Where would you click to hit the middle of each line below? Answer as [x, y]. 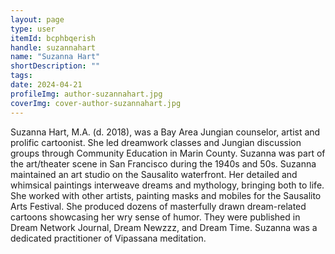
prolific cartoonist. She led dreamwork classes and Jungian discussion [156, 142]
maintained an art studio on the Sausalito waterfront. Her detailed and [154, 174]
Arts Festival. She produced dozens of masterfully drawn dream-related [158, 206]
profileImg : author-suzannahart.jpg [86, 94]
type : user [33, 29]
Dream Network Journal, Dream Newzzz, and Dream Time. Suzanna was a [164, 227]
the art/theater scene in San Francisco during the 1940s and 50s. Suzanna [163, 163]
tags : [21, 76]
